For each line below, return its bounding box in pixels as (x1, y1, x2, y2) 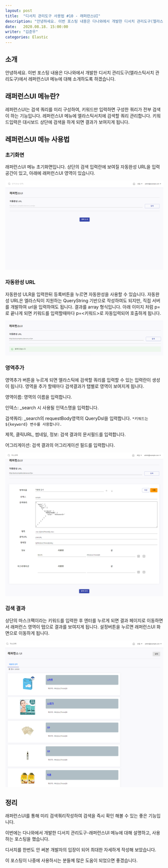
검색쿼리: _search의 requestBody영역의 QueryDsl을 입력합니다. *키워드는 (5, 415, 148, 421)
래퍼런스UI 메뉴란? (5, 92, 60, 101)
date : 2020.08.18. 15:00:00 (5, 24, 69, 29)
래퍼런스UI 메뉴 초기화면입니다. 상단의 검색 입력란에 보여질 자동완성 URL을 (5, 164, 151, 170)
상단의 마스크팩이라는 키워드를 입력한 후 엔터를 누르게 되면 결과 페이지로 (5, 617, 146, 623)
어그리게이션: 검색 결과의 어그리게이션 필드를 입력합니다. (5, 442, 115, 448)
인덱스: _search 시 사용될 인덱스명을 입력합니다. (5, 405, 99, 411)
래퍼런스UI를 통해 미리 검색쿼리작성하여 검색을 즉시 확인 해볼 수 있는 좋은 (5, 813, 147, 819)
